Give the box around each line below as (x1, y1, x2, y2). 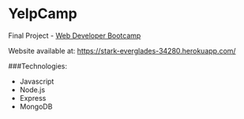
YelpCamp (8, 5, 77, 23)
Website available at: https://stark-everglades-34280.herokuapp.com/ (8, 46, 236, 55)
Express (19, 93, 47, 102)
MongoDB (19, 102, 53, 111)
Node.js (19, 84, 46, 95)
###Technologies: (8, 61, 67, 71)
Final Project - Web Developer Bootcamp (8, 31, 141, 40)
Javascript (19, 76, 54, 86)
